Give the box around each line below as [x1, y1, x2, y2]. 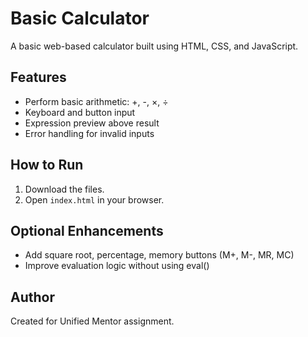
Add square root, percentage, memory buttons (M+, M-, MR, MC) [24, 249, 295, 261]
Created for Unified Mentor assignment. [10, 315, 175, 327]
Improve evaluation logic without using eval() [24, 260, 210, 272]
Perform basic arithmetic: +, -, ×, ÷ [24, 95, 169, 107]
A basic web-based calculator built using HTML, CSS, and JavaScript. [10, 40, 299, 52]
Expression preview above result [24, 117, 160, 129]
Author [10, 288, 55, 306]
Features [10, 69, 67, 86]
